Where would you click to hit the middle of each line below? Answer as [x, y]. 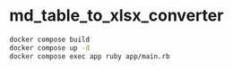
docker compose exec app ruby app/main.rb [90, 56]
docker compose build [50, 39]
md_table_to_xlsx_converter [116, 16]
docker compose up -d [50, 48]
